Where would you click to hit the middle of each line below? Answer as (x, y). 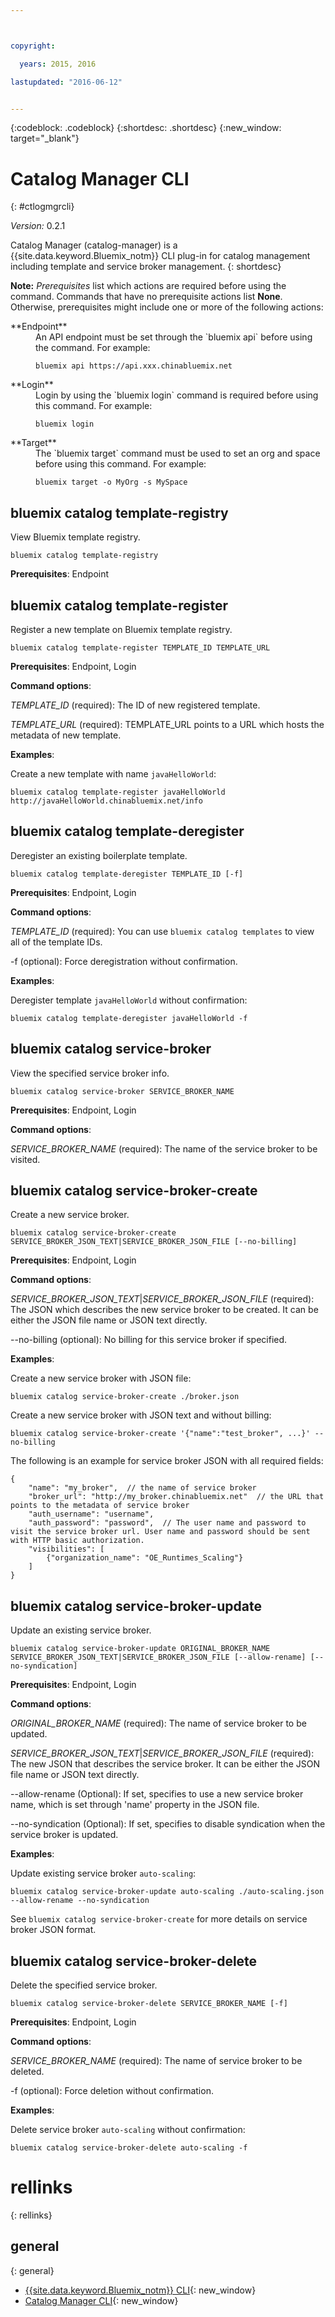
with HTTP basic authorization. (77, 1541)
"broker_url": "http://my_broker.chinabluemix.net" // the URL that (176, 1497)
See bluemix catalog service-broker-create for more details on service (159, 1919)
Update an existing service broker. (81, 1630)
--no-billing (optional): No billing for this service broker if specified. (149, 1340)
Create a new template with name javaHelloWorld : (113, 773)
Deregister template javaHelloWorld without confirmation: (129, 1000)
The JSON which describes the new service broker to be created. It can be (164, 1310)
